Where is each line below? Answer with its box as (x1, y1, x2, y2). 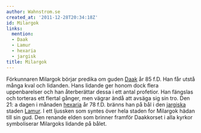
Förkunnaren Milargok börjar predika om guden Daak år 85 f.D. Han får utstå (6, 75, 196, 83)
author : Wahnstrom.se (6, 8, 61, 15)
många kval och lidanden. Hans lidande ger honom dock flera (6, 81, 159, 89)
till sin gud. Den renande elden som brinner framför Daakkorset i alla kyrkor (6, 113, 193, 120)
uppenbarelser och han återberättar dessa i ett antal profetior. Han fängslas (6, 88, 194, 95)
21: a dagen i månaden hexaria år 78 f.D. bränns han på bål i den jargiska (6, 101, 187, 108)
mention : (11, 31, 34, 37)
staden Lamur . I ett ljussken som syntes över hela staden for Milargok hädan (6, 107, 196, 114)
